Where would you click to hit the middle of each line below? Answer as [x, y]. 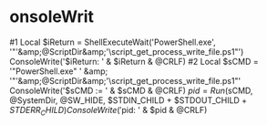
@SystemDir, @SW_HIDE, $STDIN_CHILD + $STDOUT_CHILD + [128, 100]
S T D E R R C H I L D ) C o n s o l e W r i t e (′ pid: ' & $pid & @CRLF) [108, 111]
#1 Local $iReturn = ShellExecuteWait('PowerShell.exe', [113, 42]
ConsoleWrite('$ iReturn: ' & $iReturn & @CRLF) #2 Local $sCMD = [134, 61]
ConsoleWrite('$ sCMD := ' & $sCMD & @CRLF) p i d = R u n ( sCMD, [131, 90]
